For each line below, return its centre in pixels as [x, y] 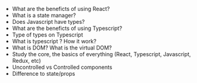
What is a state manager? [44, 15]
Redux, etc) [26, 61]
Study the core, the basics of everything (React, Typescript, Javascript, [102, 54]
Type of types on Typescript [47, 35]
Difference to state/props [43, 74]
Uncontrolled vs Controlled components [62, 67]
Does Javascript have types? [48, 22]
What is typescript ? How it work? [54, 41]
